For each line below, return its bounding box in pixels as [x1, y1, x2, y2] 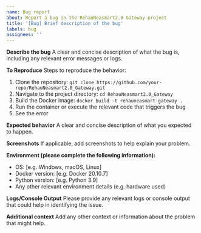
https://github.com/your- [96, 80, 162, 86]
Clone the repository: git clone [15, 79, 94, 86]
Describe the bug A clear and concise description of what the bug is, [6, 48, 180, 56]
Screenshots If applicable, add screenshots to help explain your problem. [6, 140, 191, 147]
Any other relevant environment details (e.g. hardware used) [15, 183, 166, 190]
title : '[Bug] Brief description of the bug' [6, 20, 123, 26]
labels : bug [6, 26, 36, 32]
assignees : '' [6, 32, 43, 38]
